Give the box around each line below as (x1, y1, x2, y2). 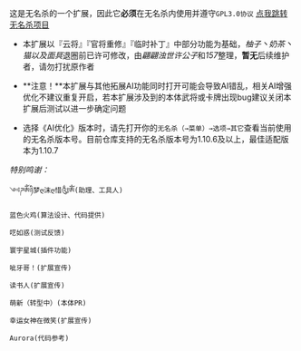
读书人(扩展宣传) (9, 281, 65, 290)
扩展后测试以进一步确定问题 (22, 103, 127, 113)
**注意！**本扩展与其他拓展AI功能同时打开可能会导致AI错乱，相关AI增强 (22, 81, 293, 91)
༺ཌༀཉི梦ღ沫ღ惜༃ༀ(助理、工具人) (9, 186, 124, 195)
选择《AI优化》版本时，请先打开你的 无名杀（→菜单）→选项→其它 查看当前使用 (22, 122, 292, 133)
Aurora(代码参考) (9, 334, 70, 343)
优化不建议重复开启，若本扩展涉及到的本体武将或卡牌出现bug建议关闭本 (22, 92, 292, 102)
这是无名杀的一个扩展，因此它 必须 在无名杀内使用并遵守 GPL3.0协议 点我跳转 (9, 8, 288, 18)
